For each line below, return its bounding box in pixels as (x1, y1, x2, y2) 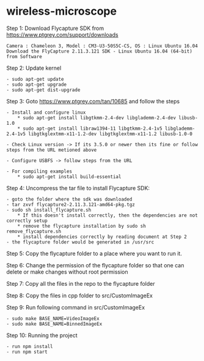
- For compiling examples (6, 168, 72, 174)
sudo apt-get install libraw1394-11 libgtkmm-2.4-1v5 (22, 125, 163, 132)
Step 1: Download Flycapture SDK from (6, 24, 104, 32)
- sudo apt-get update (6, 76, 64, 82)
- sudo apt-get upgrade (6, 81, 67, 87)
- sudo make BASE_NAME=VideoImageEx (6, 315, 100, 322)
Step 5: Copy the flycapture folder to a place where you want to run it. (6, 250, 182, 257)
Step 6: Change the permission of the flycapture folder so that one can (6, 261, 184, 269)
